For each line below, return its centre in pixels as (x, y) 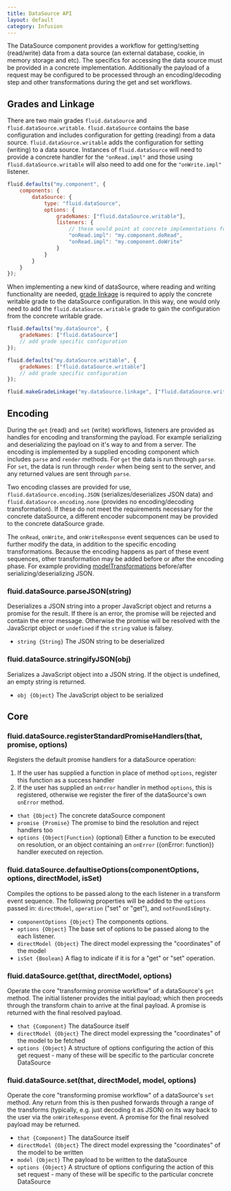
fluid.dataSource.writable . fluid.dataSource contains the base (98, 128)
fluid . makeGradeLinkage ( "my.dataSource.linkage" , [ (82, 392)
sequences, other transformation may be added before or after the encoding (115, 559)
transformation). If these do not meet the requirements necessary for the (110, 509)
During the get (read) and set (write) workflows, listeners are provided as (111, 430)
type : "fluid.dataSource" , (82, 204)
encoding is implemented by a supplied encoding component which (103, 452)
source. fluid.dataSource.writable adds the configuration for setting (106, 142)
